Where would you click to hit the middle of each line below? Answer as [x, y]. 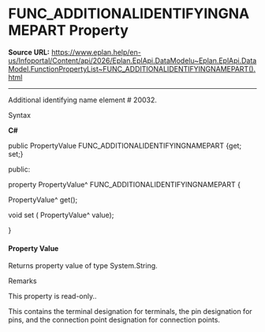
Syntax [20, 115]
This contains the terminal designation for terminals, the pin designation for [130, 312]
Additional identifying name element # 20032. [83, 100]
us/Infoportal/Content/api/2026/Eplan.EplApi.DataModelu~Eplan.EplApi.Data [132, 61]
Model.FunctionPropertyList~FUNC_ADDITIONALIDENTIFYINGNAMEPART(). [132, 68]
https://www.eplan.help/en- [96, 52]
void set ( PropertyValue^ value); [61, 215]
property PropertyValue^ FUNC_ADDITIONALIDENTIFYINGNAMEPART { [124, 184]
